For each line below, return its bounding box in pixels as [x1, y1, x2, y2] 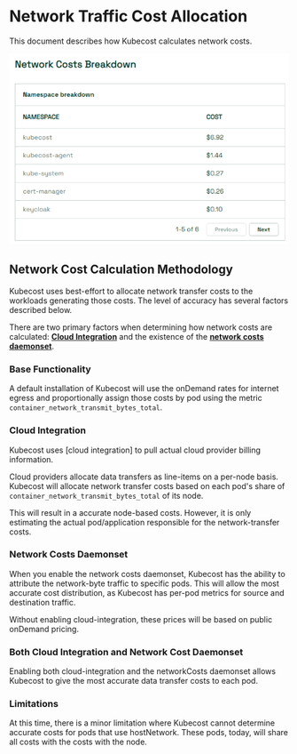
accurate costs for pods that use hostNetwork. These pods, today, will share [9, 727, 288, 738]
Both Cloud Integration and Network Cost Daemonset [9, 646, 244, 658]
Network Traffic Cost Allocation [9, 6, 248, 27]
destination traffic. [9, 597, 76, 607]
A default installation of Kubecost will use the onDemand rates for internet [9, 383, 279, 394]
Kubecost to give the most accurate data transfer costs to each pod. [9, 676, 259, 686]
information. [9, 453, 54, 464]
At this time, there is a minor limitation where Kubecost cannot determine [9, 718, 276, 728]
